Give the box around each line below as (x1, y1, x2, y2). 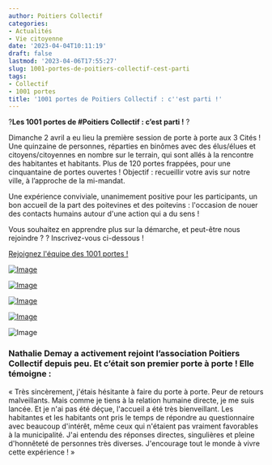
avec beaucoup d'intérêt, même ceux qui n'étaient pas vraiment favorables (8, 421, 259, 431)
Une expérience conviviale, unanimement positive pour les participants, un (8, 192, 257, 201)
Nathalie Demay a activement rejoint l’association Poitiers (8, 348, 240, 360)
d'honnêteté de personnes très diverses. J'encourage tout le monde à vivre (8, 438, 261, 448)
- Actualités (8, 27, 53, 35)
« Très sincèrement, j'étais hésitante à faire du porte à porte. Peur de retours (8, 386, 264, 396)
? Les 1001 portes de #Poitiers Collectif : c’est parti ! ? (8, 117, 190, 127)
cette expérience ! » (8, 447, 75, 457)
